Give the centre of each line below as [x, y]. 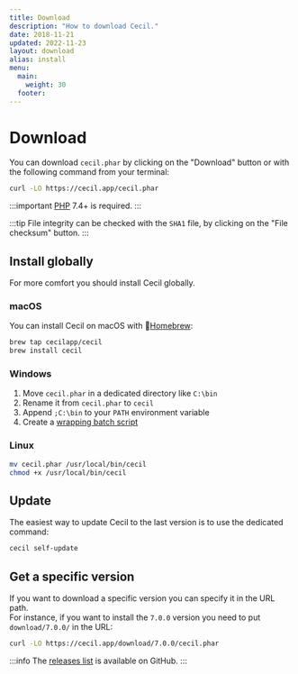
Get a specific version [72, 576]
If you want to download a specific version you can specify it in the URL [142, 598]
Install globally [51, 261]
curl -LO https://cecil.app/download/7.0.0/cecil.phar [114, 644]
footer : [32, 93]
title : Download [40, 18]
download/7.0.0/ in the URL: [61, 627]
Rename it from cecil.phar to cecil [88, 403]
